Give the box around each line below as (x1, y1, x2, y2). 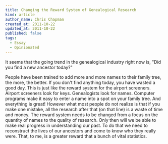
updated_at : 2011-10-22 (5, 26, 55, 31)
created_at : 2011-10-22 (5, 21, 55, 27)
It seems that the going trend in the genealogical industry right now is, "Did (5, 59, 161, 65)
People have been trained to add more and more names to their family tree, (5, 74, 161, 80)
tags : (5, 36, 17, 41)
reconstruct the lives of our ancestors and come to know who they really (5, 127, 156, 134)
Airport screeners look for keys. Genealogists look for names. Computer (5, 90, 155, 96)
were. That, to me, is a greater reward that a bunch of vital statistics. (5, 133, 147, 139)
